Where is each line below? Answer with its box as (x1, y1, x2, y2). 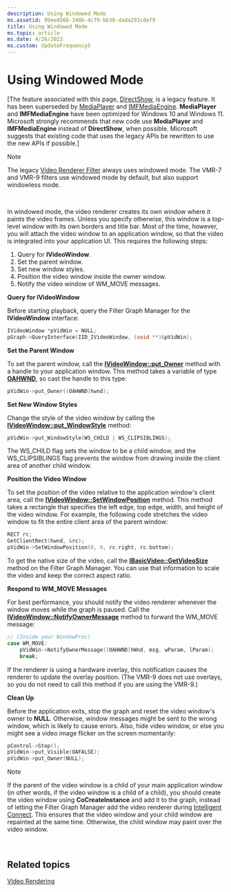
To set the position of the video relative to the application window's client (7, 489, 215, 497)
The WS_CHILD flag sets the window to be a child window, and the (7, 447, 197, 455)
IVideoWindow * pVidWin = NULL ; (7, 327, 97, 334)
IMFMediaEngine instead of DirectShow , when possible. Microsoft (7, 124, 198, 132)
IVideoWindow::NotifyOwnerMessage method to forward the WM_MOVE (7, 613, 219, 621)
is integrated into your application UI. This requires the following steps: (7, 237, 208, 245)
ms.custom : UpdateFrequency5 (7, 42, 91, 49)
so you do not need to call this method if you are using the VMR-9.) (7, 680, 199, 689)
